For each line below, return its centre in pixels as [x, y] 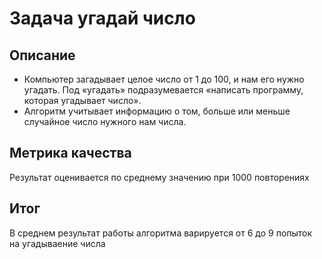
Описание [42, 55]
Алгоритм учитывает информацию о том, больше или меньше [157, 111]
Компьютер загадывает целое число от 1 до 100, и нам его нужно [164, 79]
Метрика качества [70, 153]
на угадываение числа [57, 243]
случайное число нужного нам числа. [105, 121]
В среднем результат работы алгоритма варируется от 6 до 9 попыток [161, 233]
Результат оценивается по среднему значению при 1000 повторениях [159, 177]
